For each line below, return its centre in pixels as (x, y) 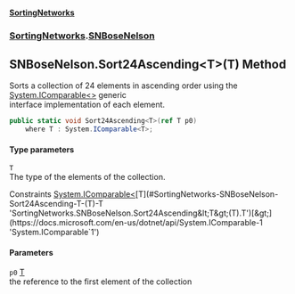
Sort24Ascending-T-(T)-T (57, 204)
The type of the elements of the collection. (87, 177)
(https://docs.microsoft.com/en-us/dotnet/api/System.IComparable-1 (136, 223)
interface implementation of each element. (87, 105)
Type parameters (42, 149)
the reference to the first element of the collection (101, 282)
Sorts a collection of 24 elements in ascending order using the (123, 86)
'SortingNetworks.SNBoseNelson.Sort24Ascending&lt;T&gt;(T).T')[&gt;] (141, 213)
